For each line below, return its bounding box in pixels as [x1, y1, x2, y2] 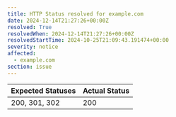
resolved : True [7, 23, 52, 30]
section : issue [7, 63, 52, 70]
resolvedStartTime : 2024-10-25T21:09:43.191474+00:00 [7, 37, 170, 44]
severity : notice [7, 43, 59, 50]
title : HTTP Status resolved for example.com [7, 10, 143, 18]
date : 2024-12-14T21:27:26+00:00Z [7, 17, 110, 24]
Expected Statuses [11, 86, 76, 96]
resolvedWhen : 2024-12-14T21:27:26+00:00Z [7, 30, 134, 38]
